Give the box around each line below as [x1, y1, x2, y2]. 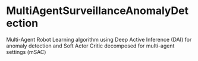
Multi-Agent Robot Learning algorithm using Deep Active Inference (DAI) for [6, 36, 192, 43]
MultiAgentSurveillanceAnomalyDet [6, 4, 189, 18]
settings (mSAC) [6, 48, 46, 55]
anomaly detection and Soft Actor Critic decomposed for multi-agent [6, 42, 175, 49]
